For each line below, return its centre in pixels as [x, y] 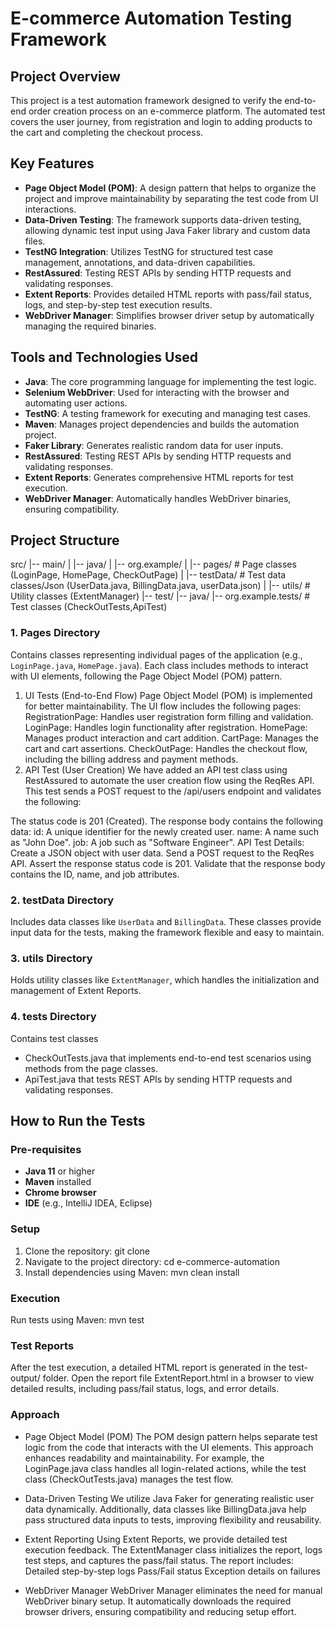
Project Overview [65, 76]
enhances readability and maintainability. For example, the [144, 1458]
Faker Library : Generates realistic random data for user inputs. [154, 445]
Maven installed [58, 1182]
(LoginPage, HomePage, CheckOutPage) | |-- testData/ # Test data [148, 575]
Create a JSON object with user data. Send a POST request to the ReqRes [162, 853]
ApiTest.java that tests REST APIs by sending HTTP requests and [158, 1079]
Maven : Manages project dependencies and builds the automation [162, 424]
